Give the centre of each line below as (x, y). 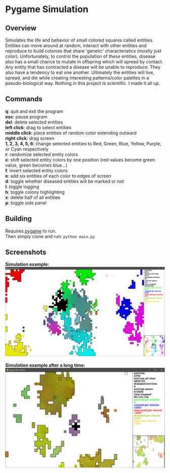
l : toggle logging (22, 186)
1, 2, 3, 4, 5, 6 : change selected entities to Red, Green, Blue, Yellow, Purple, (83, 143)
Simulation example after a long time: (45, 365)
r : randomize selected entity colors (42, 154)
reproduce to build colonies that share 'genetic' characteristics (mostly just (83, 51)
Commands (24, 99)
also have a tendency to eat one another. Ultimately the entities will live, (80, 72)
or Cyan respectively (27, 149)
